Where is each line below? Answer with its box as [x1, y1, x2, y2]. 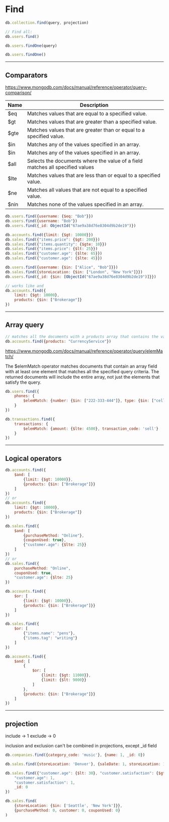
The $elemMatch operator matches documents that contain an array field [5, 363, 157, 369]
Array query [5, 321, 44, 329]
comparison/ [5, 90, 32, 96]
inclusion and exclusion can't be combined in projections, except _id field [5, 743, 157, 749]
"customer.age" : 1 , [14, 775, 55, 780]
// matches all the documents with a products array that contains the [5, 334, 158, 339]
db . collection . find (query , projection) [5, 20, 89, 25]
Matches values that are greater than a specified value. [27, 119, 157, 126]
